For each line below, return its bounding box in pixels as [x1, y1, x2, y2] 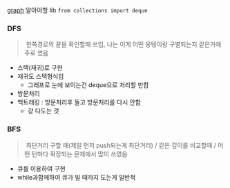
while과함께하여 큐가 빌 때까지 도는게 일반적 [17, 173, 136, 181]
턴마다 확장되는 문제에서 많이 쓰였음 [31, 149, 128, 158]
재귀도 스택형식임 [17, 72, 64, 81]
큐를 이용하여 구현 [17, 164, 66, 173]
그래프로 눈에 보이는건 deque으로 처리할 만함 [27, 81, 149, 89]
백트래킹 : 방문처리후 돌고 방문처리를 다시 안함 [17, 98, 142, 106]
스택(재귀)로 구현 [17, 64, 64, 72]
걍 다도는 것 [27, 106, 59, 115]
